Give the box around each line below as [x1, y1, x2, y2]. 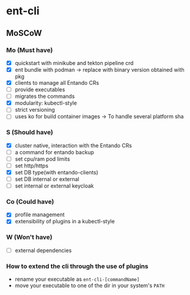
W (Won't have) [6, 233, 53, 241]
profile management [14, 211, 65, 219]
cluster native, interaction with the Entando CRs [14, 142, 133, 149]
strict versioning [14, 106, 55, 113]
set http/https [14, 162, 49, 169]
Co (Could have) [6, 198, 54, 206]
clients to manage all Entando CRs [14, 79, 100, 86]
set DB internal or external [14, 175, 79, 183]
